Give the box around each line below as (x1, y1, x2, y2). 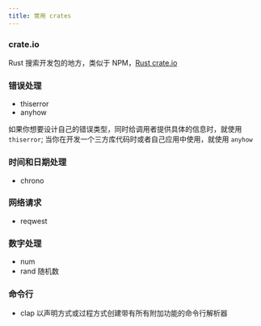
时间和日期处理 (8, 157, 67, 168)
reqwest (19, 216, 48, 226)
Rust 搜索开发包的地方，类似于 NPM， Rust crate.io (8, 57, 178, 67)
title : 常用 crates (8, 11, 72, 20)
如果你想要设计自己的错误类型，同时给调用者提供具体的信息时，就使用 (8, 125, 242, 134)
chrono (19, 176, 44, 185)
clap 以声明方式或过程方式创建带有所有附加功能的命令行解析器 (19, 308, 228, 318)
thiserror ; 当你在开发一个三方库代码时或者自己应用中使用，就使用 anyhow (8, 134, 253, 144)
